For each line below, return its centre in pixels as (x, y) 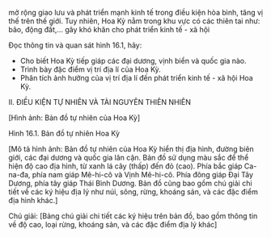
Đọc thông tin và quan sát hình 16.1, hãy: (75, 45)
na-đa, (19, 175)
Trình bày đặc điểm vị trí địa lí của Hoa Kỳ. (91, 69)
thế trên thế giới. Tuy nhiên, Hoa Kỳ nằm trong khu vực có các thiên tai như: (134, 21)
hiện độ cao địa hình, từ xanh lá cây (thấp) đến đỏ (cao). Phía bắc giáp (125, 166)
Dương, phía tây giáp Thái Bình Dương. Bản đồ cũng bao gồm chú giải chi (130, 183)
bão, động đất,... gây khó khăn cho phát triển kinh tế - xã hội (109, 29)
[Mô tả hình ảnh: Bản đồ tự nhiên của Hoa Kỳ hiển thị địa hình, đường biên (131, 149)
